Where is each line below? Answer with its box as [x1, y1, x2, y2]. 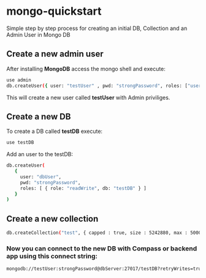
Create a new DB [6, 111, 71, 122]
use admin [6, 77, 32, 83]
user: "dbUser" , [20, 173, 62, 180]
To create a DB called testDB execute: [6, 127, 103, 135]
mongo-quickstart [6, 4, 102, 18]
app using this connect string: [6, 252, 98, 260]
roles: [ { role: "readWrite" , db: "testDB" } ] [20, 185, 147, 191]
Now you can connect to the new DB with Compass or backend [6, 244, 197, 252]
